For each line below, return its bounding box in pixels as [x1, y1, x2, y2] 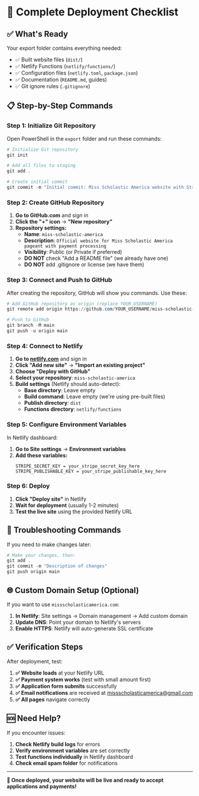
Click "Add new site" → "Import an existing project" [15, 362, 145, 369]
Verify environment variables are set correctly [15, 747, 131, 754]
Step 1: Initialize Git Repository [6, 121, 96, 130]
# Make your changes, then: [6, 552, 76, 558]
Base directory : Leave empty [24, 387, 96, 394]
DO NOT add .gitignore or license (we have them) [24, 261, 145, 268]
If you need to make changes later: [6, 541, 92, 548]
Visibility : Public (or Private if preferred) [24, 249, 123, 256]
